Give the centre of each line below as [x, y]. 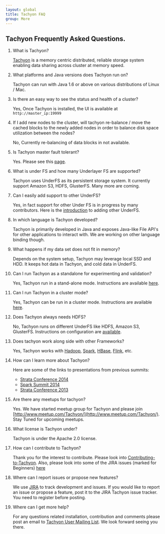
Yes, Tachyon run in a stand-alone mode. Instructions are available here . [86, 283]
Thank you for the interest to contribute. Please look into [70, 458]
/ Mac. [19, 90]
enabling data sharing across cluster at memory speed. [69, 65]
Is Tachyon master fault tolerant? [46, 152]
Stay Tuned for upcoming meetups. [48, 419]
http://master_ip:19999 [37, 114]
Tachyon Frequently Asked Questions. [66, 39]
